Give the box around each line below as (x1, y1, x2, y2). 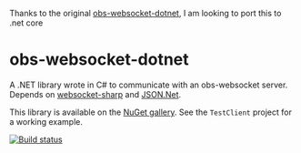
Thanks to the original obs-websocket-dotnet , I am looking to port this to (9, 8, 282, 18)
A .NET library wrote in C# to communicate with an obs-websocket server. (9, 79, 288, 90)
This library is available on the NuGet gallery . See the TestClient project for (9, 107, 293, 117)
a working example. (9, 116, 84, 127)
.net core (9, 17, 44, 28)
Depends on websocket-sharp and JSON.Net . (9, 88, 182, 99)
